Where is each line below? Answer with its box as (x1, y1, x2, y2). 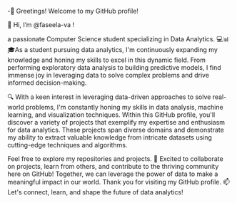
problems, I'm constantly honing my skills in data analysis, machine (25, 103, 223, 111)
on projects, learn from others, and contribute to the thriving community (7, 162, 219, 170)
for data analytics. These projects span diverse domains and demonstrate (7, 125, 225, 134)
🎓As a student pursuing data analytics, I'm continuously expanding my (7, 46, 218, 53)
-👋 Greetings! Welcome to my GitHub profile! (7, 7, 139, 15)
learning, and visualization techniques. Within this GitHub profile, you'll (7, 110, 216, 119)
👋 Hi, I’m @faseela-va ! (7, 21, 75, 28)
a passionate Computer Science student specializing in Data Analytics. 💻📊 (7, 35, 230, 43)
